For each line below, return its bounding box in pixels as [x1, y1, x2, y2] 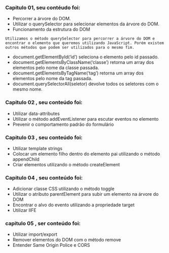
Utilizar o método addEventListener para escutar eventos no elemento [12, 116, 159, 122]
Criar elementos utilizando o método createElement [12, 161, 120, 167]
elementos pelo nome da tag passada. [12, 76, 93, 82]
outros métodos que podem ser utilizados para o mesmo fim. [5, 45, 135, 50]
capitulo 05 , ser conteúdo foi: [5, 220, 81, 227]
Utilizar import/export [12, 231, 58, 237]
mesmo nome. [12, 86, 43, 92]
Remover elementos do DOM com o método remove [12, 237, 121, 243]
